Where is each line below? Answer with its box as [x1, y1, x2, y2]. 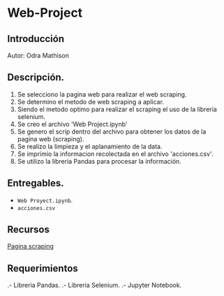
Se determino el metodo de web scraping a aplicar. [17, 97, 164, 106]
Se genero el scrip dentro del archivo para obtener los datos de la [17, 127, 207, 136]
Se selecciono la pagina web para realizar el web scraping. [17, 90, 187, 99]
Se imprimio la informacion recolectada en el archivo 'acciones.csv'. [17, 149, 214, 158]
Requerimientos [7, 262, 78, 274]
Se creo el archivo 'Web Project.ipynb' [17, 120, 128, 128]
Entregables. [7, 177, 64, 190]
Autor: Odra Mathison [7, 51, 70, 59]
